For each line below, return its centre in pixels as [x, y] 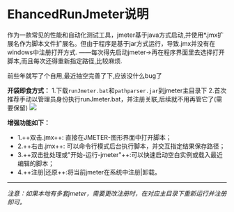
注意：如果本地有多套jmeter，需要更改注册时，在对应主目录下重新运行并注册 [117, 193]
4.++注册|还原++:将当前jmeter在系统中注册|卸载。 [89, 172]
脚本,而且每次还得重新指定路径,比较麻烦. [65, 60]
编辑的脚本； [36, 163]
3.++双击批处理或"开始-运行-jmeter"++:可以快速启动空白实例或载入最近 [120, 154]
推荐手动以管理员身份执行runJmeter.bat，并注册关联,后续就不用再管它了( [112, 99]
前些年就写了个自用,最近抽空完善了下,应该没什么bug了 [85, 75]
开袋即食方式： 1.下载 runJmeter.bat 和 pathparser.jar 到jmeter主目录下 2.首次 [117, 90]
